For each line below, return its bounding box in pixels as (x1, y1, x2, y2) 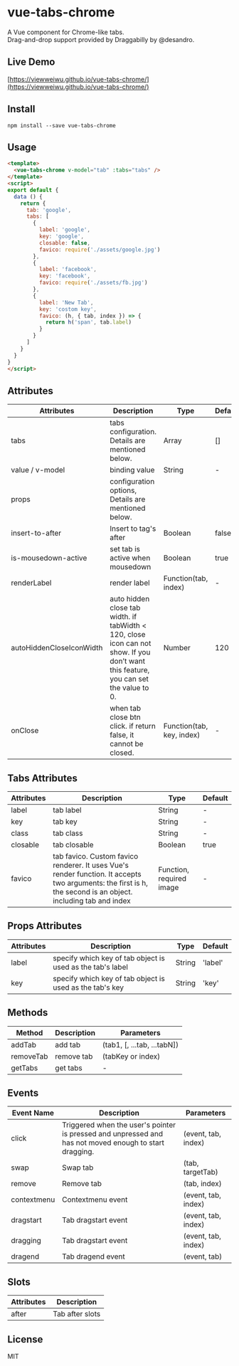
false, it (110, 730, 134, 740)
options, (110, 485, 137, 495)
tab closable (53, 840, 94, 849)
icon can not (110, 638, 152, 648)
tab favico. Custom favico (53, 852, 139, 861)
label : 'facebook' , (38, 266, 97, 273)
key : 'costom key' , (38, 305, 97, 313)
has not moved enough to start (61, 1138, 165, 1148)
